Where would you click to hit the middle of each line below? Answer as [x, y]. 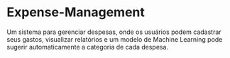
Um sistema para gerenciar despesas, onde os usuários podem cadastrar [114, 32]
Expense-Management [76, 12]
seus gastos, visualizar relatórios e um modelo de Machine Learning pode [115, 39]
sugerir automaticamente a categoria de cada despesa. [87, 47]
